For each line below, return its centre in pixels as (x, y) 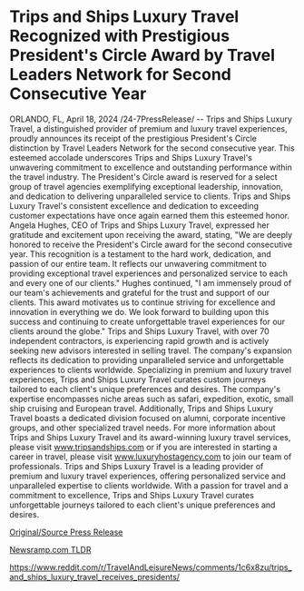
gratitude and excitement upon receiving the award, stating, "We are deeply (151, 234)
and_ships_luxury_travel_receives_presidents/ (94, 576)
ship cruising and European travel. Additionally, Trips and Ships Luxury (142, 408)
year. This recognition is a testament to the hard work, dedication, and (140, 254)
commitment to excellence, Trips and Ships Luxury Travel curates (132, 495)
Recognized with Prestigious (119, 36)
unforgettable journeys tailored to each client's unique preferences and (142, 505)
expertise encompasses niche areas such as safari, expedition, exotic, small (152, 399)
